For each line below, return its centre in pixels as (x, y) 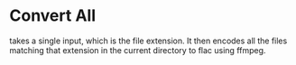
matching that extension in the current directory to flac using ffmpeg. (138, 50)
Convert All (53, 16)
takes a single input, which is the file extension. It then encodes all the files (148, 41)
